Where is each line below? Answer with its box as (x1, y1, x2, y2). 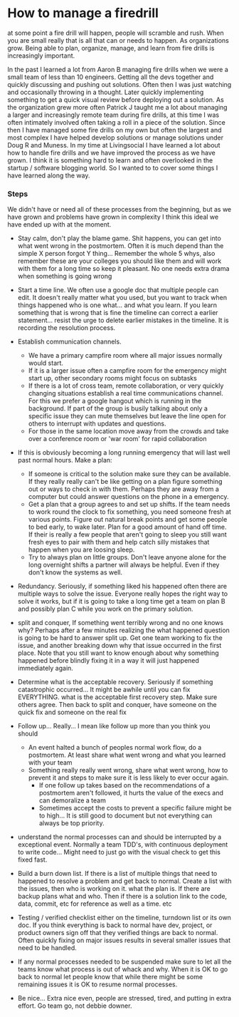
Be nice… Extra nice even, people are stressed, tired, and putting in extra (17, 994, 232, 1003)
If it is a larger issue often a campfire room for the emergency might (28, 366, 227, 375)
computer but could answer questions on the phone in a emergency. (28, 492, 229, 501)
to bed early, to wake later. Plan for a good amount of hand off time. (28, 522, 227, 532)
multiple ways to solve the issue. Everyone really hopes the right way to (17, 589, 228, 598)
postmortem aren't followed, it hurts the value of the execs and (38, 789, 224, 797)
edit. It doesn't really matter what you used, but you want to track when (17, 294, 228, 302)
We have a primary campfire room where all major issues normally (28, 351, 223, 360)
